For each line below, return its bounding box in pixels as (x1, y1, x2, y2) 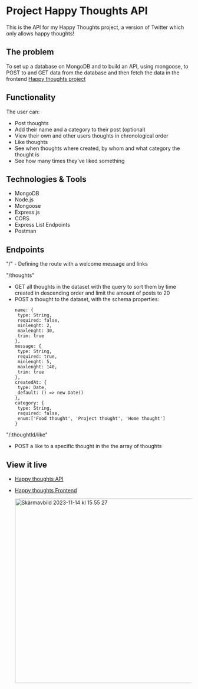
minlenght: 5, (17, 359, 52, 365)
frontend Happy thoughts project (6, 75, 86, 82)
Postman (14, 227, 37, 234)
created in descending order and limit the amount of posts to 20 (14, 289, 170, 296)
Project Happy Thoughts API (6, 4, 148, 18)
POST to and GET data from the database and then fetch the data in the (6, 69, 180, 76)
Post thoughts (14, 119, 49, 126)
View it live (6, 459, 47, 470)
